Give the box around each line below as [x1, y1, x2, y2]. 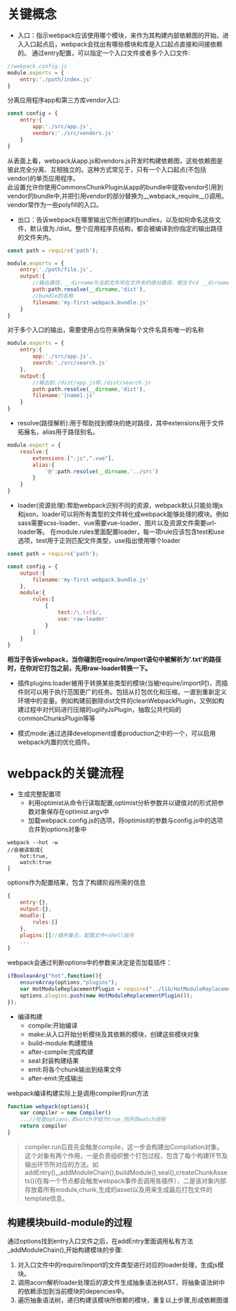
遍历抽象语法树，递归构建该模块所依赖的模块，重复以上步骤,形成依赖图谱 [17, 1296, 229, 1304]
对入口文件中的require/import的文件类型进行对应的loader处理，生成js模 [17, 1260, 224, 1269]
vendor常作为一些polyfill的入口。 [7, 200, 103, 208]
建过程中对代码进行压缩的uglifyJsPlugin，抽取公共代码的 [17, 705, 181, 714]
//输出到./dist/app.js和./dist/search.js [32, 379, 151, 386]
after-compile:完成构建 [27, 1047, 94, 1056]
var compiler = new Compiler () [20, 1110, 112, 1117]
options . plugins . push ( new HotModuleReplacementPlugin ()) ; [20, 992, 193, 999]
